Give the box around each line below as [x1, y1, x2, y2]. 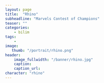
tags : [5, 35, 16, 40]
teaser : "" [5, 21, 27, 26]
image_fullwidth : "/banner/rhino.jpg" [14, 57, 93, 62]
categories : [5, 25, 29, 30]
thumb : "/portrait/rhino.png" [11, 48, 74, 53]
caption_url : [14, 66, 41, 71]
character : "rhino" [5, 71, 45, 76]
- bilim [14, 30, 29, 35]
